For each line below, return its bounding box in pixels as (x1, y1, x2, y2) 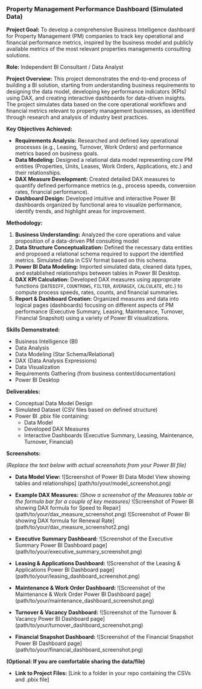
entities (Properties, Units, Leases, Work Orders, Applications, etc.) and (14, 162, 193, 170)
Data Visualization (14, 364, 60, 371)
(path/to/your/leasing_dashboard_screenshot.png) (14, 572, 140, 580)
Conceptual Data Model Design (14, 400, 93, 407)
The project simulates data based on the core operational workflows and (6, 101, 187, 108)
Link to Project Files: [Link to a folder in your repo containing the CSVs (14, 670, 191, 677)
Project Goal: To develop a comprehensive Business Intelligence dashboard (6, 26, 195, 33)
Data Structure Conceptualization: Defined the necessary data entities (14, 244, 193, 251)
